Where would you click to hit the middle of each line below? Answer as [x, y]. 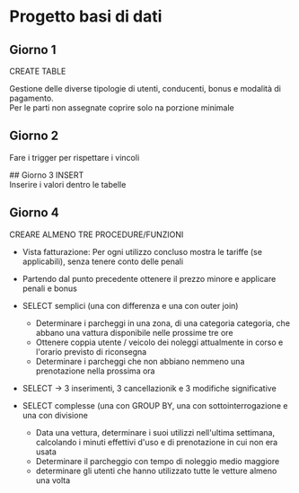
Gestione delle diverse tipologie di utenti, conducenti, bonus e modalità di [145, 88]
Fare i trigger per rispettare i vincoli [75, 157]
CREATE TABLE [38, 71]
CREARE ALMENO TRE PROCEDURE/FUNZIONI [97, 234]
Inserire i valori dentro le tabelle [68, 184]
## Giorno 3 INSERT [47, 175]
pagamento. [31, 98]
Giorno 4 [35, 213]
